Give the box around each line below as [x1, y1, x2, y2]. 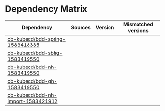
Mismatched [123, 21, 153, 28]
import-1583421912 [7, 98, 58, 105]
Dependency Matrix [5, 3, 87, 15]
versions [127, 27, 149, 34]
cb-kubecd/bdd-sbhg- [7, 49, 63, 56]
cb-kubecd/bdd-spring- [7, 35, 66, 42]
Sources [71, 24, 91, 31]
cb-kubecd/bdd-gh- [7, 77, 57, 84]
